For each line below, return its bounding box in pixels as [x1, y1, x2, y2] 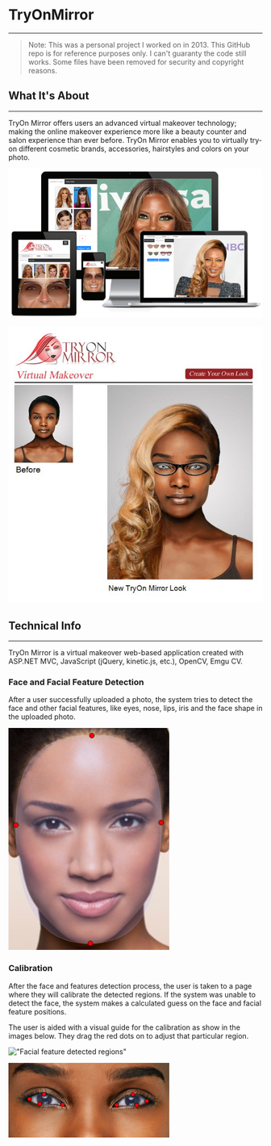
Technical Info [8, 619, 82, 633]
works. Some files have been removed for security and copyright [27, 56, 244, 66]
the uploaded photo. [8, 712, 76, 721]
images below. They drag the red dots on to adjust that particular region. [8, 1031, 249, 1040]
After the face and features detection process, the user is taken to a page [8, 981, 252, 990]
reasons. [27, 65, 58, 75]
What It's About [8, 89, 90, 102]
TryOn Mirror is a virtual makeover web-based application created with [8, 648, 244, 658]
